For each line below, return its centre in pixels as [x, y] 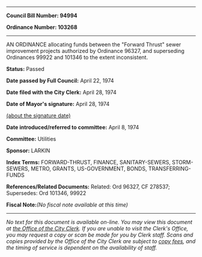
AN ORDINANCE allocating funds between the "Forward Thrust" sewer [94, 45]
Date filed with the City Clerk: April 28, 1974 [62, 92]
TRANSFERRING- [170, 169]
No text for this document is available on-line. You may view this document [99, 222]
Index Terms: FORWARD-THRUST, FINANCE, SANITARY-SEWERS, [89, 162]
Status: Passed [26, 69]
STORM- [183, 162]
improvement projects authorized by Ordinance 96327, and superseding [95, 51]
